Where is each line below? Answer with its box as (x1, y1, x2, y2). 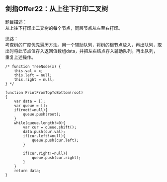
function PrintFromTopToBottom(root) (5, 90, 83, 95)
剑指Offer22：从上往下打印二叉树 (5, 4, 108, 13)
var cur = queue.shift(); (23, 124, 77, 130)
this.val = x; (14, 68, 43, 73)
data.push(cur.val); (23, 129, 66, 134)
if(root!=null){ (14, 107, 48, 113)
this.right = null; (14, 77, 55, 82)
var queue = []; (14, 103, 48, 108)
